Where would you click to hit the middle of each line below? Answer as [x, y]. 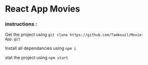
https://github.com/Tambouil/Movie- [107, 35]
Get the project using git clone [36, 34]
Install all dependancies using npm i [41, 48]
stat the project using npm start [37, 58]
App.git [13, 39]
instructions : [21, 24]
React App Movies [42, 9]
